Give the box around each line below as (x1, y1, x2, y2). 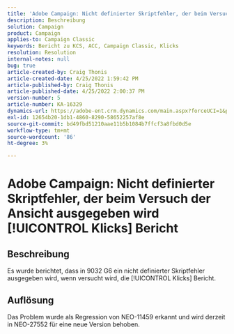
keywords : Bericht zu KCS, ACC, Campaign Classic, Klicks (7, 43, 179, 50)
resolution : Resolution (7, 50, 77, 56)
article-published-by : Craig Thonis (7, 82, 114, 89)
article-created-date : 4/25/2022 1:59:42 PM (7, 75, 139, 82)
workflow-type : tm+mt (7, 127, 70, 134)
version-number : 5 (7, 95, 61, 102)
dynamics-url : (7, 107, 49, 114)
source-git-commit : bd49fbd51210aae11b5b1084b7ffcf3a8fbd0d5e (7, 120, 192, 128)
